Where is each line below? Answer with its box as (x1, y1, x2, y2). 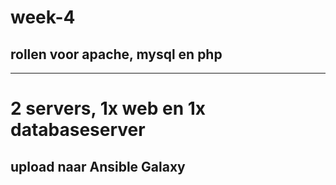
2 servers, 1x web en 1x (10, 97, 207, 120)
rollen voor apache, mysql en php (10, 46, 223, 63)
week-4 (10, 6, 76, 29)
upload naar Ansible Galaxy (10, 158, 186, 175)
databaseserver (10, 119, 146, 141)
